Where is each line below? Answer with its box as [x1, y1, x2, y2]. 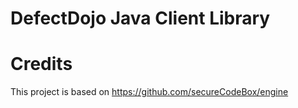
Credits [10, 53, 73, 76]
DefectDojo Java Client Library [10, 7, 271, 30]
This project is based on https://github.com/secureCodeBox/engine [10, 86, 289, 98]
